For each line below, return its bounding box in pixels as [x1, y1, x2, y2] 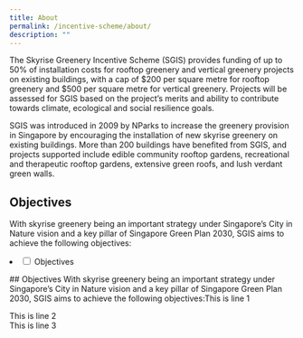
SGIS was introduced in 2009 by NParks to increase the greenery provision [9, 120, 289, 131]
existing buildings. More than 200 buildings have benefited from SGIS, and [9, 139, 288, 150]
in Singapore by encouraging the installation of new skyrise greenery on [9, 130, 279, 141]
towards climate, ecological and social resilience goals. [9, 103, 215, 114]
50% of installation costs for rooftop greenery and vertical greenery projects [9, 64, 294, 75]
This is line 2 [9, 311, 57, 322]
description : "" [9, 30, 71, 39]
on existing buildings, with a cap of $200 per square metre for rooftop [9, 74, 270, 85]
